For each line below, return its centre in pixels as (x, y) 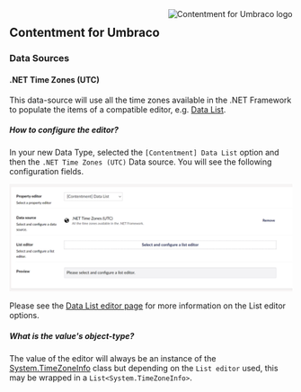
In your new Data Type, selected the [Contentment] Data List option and (145, 153)
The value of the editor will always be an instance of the (113, 359)
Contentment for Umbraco (84, 33)
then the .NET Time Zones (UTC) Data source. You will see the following (141, 162)
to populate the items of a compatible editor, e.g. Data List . (118, 109)
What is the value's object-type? (72, 336)
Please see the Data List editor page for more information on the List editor (147, 306)
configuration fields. (46, 172)
